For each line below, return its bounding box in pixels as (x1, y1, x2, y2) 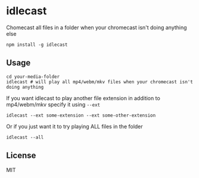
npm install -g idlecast (6, 42, 68, 48)
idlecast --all (6, 134, 44, 140)
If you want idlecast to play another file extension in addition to (6, 94, 161, 102)
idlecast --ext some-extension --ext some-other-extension (6, 112, 156, 118)
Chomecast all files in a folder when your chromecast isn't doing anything (6, 24, 187, 31)
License (6, 151, 36, 161)
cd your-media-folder (6, 73, 60, 80)
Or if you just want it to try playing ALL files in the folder (6, 123, 143, 130)
